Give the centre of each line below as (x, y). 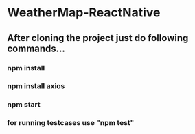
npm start (24, 105)
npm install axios (36, 86)
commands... (36, 48)
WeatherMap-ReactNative (84, 13)
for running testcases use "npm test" (71, 123)
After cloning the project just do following (98, 38)
